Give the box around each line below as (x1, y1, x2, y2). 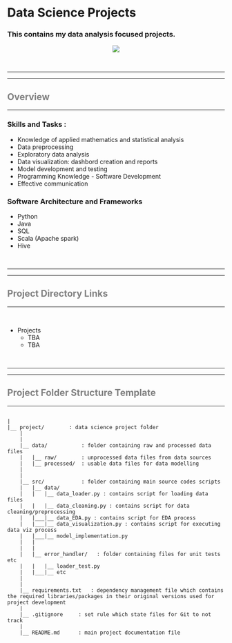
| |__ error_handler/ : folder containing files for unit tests (19, 551, 221, 557)
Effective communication (17, 179, 88, 188)
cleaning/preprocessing (7, 508, 76, 515)
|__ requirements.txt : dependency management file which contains (19, 586, 224, 594)
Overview (7, 91, 50, 103)
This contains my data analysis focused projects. (7, 30, 176, 39)
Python (17, 212, 38, 220)
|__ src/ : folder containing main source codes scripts (19, 478, 221, 485)
